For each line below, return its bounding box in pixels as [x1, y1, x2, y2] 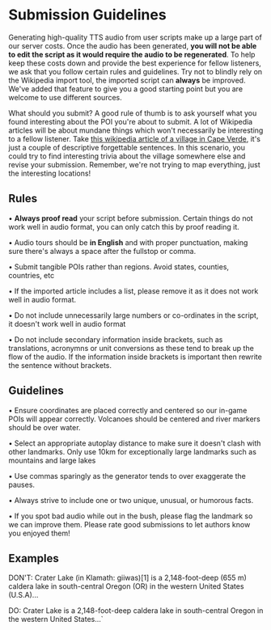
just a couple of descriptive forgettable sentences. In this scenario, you [8, 142, 245, 152]
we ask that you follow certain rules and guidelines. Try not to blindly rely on [8, 66, 263, 76]
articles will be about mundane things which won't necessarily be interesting [8, 125, 264, 135]
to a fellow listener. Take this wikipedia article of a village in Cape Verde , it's [8, 133, 261, 143]
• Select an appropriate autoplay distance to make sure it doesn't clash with [8, 438, 261, 448]
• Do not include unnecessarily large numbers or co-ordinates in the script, [8, 310, 259, 320]
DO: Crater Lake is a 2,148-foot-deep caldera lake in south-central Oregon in [8, 606, 264, 615]
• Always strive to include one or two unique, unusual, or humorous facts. [8, 495, 254, 505]
